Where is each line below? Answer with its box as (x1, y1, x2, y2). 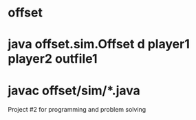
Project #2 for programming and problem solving (8, 106, 146, 114)
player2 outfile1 (8, 51, 98, 67)
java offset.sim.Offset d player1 (8, 37, 190, 52)
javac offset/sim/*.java (8, 83, 140, 98)
